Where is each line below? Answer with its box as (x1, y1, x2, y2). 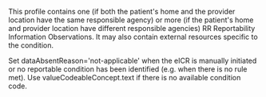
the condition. (8, 41, 54, 50)
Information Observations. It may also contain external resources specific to (8, 32, 258, 41)
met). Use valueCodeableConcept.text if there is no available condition (8, 73, 241, 82)
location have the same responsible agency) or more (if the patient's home (8, 15, 254, 25)
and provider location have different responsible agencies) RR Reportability (8, 24, 256, 33)
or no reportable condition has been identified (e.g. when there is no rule (8, 64, 248, 74)
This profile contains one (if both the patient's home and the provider (8, 7, 236, 16)
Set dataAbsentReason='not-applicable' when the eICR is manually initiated (8, 56, 257, 65)
